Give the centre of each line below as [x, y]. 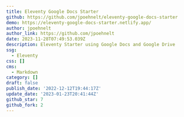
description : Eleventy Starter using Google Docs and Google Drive [91, 45]
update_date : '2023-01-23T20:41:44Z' [52, 94]
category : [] [22, 77]
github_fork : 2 [25, 105]
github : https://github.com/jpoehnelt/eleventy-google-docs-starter [92, 17]
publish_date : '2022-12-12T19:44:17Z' [54, 89]
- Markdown [25, 72]
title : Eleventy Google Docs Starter [52, 12]
